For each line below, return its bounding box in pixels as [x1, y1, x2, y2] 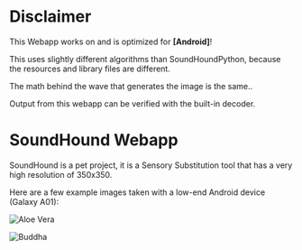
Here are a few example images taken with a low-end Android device [9, 187, 266, 198]
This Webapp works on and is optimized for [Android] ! [9, 36, 213, 47]
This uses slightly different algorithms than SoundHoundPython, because [9, 53, 281, 64]
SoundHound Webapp [9, 130, 178, 151]
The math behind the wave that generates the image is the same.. [9, 80, 253, 91]
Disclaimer [9, 6, 92, 27]
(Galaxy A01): [9, 196, 59, 207]
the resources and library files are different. [9, 63, 171, 74]
